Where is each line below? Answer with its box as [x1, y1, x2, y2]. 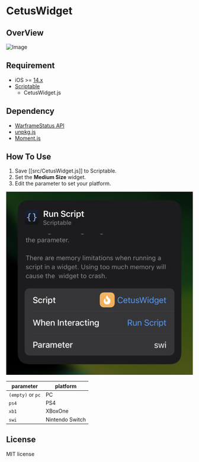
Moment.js [14, 135, 41, 142]
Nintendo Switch [45, 416, 86, 423]
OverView [6, 28, 44, 38]
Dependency [6, 106, 54, 116]
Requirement [6, 60, 55, 71]
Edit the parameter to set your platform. [14, 180, 111, 187]
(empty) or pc [8, 391, 41, 398]
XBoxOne [45, 407, 69, 415]
